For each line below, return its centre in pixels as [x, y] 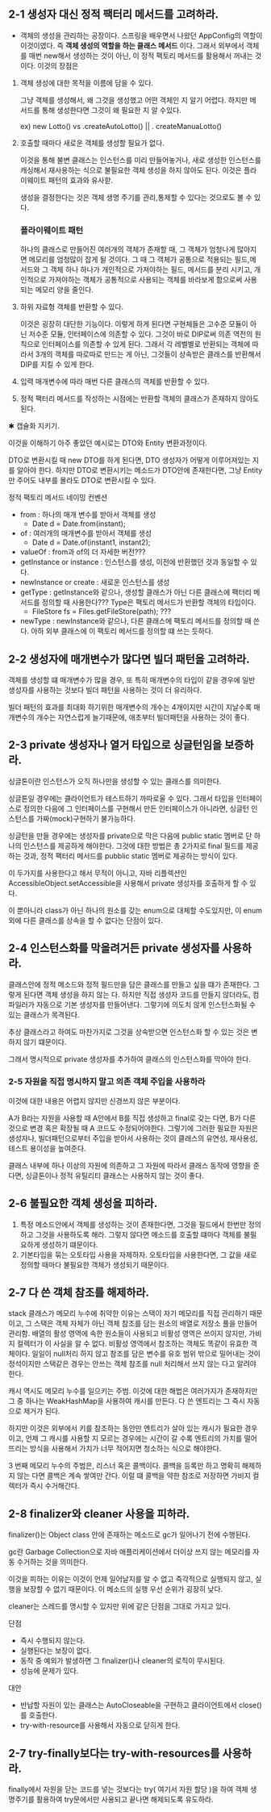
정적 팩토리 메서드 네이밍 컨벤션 [58, 498]
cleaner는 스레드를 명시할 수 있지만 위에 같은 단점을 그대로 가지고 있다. [120, 1606]
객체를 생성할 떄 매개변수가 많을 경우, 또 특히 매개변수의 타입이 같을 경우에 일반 [132, 679]
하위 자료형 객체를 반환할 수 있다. [71, 307]
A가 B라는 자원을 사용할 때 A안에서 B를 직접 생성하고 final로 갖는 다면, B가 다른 [132, 1118]
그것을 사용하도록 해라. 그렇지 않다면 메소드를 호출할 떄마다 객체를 [138, 1234]
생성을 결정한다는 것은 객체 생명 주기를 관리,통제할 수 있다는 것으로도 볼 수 [136, 197]
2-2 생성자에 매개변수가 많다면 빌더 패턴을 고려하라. [129, 659]
